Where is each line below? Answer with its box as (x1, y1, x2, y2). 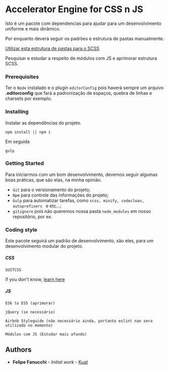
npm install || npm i (5, 129, 51, 135)
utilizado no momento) (5, 323, 53, 328)
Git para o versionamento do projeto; (12, 187, 91, 193)
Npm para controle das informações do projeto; (12, 192, 109, 198)
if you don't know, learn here (5, 276, 65, 282)
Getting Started (5, 160, 44, 167)
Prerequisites (5, 73, 39, 80)
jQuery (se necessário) (5, 310, 56, 315)
